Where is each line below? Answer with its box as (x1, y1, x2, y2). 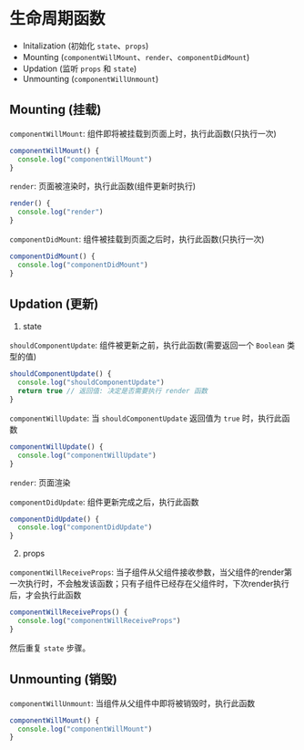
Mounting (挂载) (9, 102, 102, 118)
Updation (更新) (9, 297, 99, 312)
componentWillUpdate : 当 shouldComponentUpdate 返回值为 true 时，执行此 (9, 412, 282, 423)
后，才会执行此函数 (9, 589, 82, 600)
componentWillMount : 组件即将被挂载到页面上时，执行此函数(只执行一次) (9, 128, 278, 139)
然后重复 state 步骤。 (9, 642, 91, 653)
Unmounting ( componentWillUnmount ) (22, 73, 159, 84)
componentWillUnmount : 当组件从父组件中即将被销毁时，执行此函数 (9, 697, 256, 708)
